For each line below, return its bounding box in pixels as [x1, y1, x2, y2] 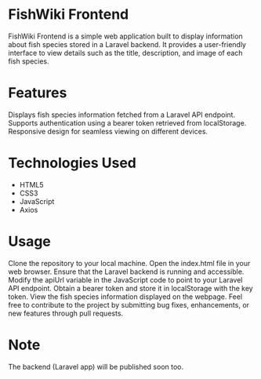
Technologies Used [8, 155, 137, 172]
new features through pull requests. [8, 308, 124, 318]
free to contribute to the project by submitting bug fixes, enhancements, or [8, 300, 249, 309]
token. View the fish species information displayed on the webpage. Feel [8, 292, 243, 301]
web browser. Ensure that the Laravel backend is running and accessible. [8, 267, 245, 276]
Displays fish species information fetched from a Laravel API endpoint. [8, 110, 236, 119]
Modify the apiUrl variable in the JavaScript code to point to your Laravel [8, 275, 243, 284]
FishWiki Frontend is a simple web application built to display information [8, 31, 243, 41]
